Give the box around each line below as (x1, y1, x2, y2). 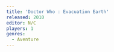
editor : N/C (6, 20, 36, 26)
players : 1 (6, 25, 34, 32)
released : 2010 (6, 14, 45, 20)
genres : (6, 31, 26, 37)
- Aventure (11, 36, 39, 42)
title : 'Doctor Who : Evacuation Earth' (6, 8, 110, 15)
